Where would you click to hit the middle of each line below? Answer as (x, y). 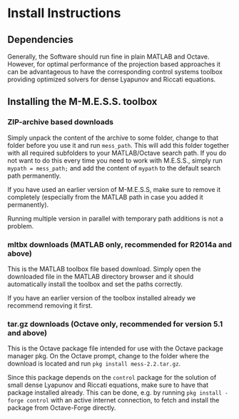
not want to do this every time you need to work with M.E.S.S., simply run (115, 160)
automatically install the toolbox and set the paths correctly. (95, 284)
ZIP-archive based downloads (61, 122)
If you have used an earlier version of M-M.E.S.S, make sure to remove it (114, 189)
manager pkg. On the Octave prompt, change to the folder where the (108, 356)
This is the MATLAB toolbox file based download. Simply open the (104, 268)
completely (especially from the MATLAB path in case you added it (105, 197)
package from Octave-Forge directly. (62, 408)
